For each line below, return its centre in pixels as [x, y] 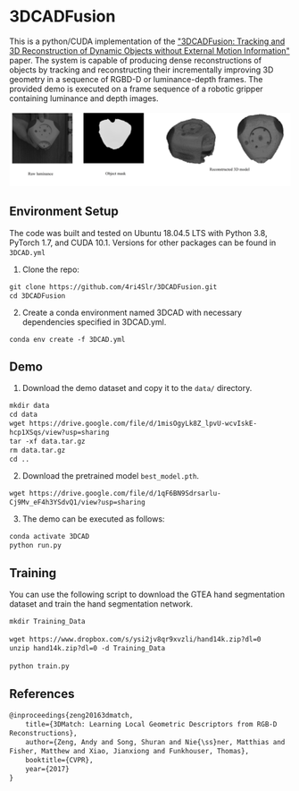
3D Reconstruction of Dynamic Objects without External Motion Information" [149, 50]
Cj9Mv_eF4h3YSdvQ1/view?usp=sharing [77, 503]
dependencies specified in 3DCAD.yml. [94, 322]
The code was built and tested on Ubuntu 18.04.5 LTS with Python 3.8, [138, 233]
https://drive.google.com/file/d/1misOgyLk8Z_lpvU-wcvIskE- [143, 424]
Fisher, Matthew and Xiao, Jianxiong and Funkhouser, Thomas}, [129, 752]
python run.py [36, 546]
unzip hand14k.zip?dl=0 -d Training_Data [87, 649]
